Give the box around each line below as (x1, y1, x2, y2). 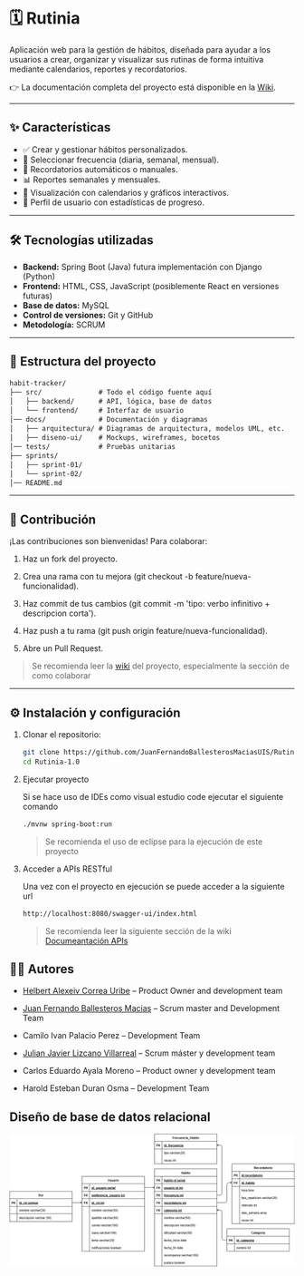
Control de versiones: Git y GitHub (22, 309, 154, 320)
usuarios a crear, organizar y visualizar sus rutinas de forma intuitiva (9, 54, 264, 64)
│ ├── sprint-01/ (9, 461, 83, 470)
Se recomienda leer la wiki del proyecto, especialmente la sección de (31, 660, 290, 672)
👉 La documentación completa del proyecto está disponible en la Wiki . (9, 82, 276, 93)
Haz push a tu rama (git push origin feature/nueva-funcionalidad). (22, 626, 269, 637)
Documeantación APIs (44, 935, 128, 946)
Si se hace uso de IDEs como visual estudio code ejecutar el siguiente (22, 791, 284, 802)
